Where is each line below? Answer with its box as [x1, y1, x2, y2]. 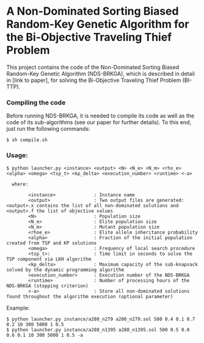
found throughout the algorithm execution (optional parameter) [6, 293, 173, 300]
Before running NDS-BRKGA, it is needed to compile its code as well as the [6, 112, 194, 120]
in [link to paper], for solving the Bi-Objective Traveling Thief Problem [6, 76, 181, 84]
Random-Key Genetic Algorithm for [6, 17, 189, 31]
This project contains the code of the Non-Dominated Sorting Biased [6, 63, 179, 71]
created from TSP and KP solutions [6, 240, 97, 246]
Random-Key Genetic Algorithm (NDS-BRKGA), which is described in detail [6, 70, 195, 77]
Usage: [6, 151, 29, 160]
